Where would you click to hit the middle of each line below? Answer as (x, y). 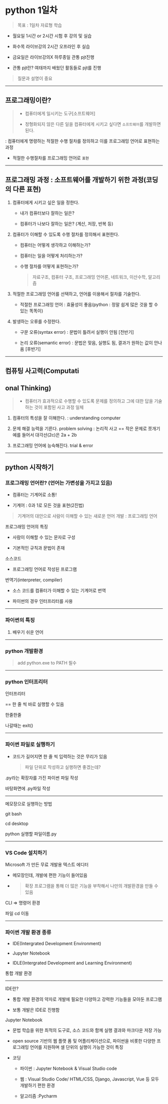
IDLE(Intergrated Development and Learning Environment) (72, 963)
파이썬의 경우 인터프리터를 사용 (42, 601)
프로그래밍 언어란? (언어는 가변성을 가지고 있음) (59, 483)
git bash (13, 814)
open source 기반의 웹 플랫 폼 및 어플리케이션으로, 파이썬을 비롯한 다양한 (84, 1041)
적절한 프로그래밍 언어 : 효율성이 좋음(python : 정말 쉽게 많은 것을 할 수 (89, 304)
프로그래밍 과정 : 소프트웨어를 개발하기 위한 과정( (76, 180)
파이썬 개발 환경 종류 (28, 932)
